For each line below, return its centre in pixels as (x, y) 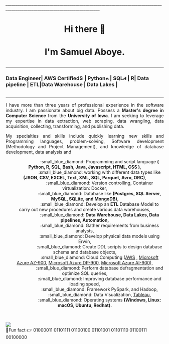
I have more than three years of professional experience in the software (85, 105)
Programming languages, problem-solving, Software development (85, 141)
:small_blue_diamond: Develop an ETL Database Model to (100, 204)
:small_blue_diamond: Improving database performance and (100, 279)
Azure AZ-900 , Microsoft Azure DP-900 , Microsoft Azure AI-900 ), (85, 263)
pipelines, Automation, (85, 220)
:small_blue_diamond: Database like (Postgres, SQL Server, (100, 194)
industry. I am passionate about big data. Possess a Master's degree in (85, 110)
